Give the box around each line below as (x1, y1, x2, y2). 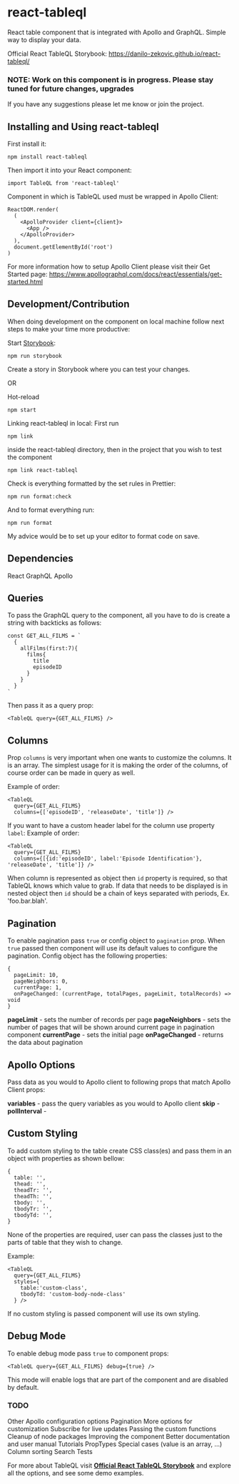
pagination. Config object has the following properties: (7, 951, 168, 961)
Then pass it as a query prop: (7, 701, 94, 710)
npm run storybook (7, 352, 62, 359)
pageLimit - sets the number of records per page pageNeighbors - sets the (7, 1016, 231, 1024)
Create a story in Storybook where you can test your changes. (7, 365, 190, 373)
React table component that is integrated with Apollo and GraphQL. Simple (7, 28, 226, 36)
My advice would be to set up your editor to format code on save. (7, 531, 200, 540)
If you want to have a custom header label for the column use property (7, 821, 215, 830)
